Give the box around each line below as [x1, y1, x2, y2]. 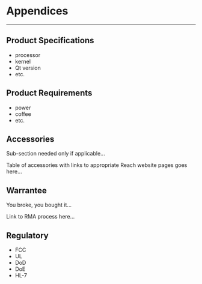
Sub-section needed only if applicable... [6, 150, 105, 157]
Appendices [6, 4, 69, 18]
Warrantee [6, 185, 47, 196]
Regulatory [6, 230, 49, 241]
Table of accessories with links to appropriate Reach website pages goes [6, 162, 188, 169]
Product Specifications [6, 35, 94, 46]
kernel [14, 58, 31, 65]
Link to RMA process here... [6, 213, 75, 220]
